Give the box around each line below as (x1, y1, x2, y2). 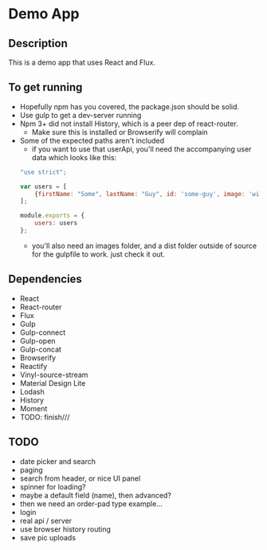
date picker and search (19, 456, 96, 466)
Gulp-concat (19, 344, 62, 354)
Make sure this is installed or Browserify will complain (31, 127, 209, 136)
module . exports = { (19, 212, 85, 220)
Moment (19, 403, 48, 413)
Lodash (19, 387, 45, 396)
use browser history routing (19, 524, 112, 534)
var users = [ (19, 183, 67, 191)
